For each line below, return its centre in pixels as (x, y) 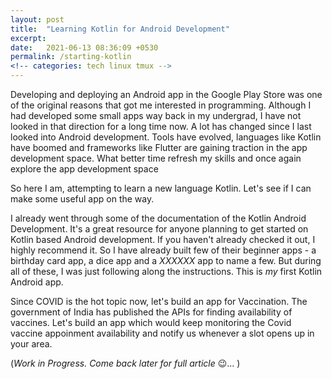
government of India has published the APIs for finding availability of (151, 312)
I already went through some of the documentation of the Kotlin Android (158, 218)
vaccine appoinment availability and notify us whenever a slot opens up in (162, 333)
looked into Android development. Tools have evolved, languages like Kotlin (166, 137)
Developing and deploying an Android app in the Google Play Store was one (166, 94)
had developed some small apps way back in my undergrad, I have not (156, 115)
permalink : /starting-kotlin (71, 57)
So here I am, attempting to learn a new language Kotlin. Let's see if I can (161, 188)
